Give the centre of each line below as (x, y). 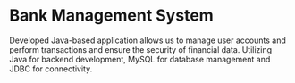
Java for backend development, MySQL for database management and (140, 59)
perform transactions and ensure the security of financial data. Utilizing (141, 49)
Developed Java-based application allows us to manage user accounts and (147, 40)
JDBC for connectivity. (51, 69)
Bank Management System (112, 16)
